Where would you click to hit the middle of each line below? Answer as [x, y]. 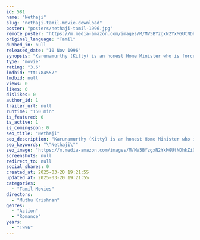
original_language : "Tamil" [41, 39]
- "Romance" [26, 217]
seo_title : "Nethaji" [33, 134]
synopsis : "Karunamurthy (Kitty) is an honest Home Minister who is [93, 56]
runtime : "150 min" [30, 111]
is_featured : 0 [25, 117]
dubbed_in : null [26, 45]
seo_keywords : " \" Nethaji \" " [42, 144]
